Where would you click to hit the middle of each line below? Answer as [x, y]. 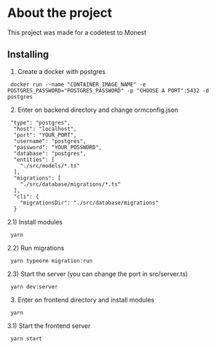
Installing [28, 55]
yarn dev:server [34, 286]
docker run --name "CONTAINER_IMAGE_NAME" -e [78, 84]
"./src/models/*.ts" [50, 166]
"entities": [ [34, 160]
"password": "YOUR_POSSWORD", [58, 147]
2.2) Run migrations [36, 248]
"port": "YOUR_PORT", [45, 135]
